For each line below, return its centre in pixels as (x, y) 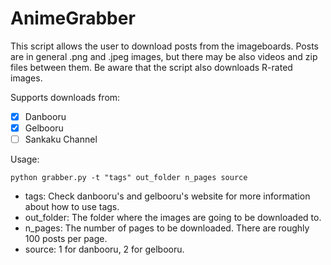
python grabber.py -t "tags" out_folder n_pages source (129, 178)
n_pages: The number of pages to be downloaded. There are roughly (167, 228)
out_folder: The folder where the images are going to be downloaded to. (173, 218)
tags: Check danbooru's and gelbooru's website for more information (167, 196)
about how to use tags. (72, 207)
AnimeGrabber (73, 18)
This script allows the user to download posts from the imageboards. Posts (164, 46)
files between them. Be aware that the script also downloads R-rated (151, 67)
